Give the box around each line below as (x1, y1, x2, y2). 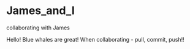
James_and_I (6, 4, 75, 18)
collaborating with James (6, 24, 70, 31)
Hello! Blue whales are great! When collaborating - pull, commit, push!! (6, 36, 185, 43)
